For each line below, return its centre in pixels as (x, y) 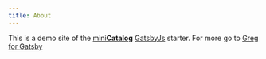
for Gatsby (25, 46)
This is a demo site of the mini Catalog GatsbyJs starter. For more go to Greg (133, 38)
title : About (30, 15)
